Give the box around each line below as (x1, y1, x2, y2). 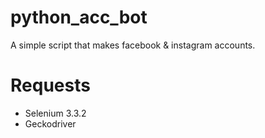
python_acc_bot (10, 6, 148, 29)
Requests (10, 74, 91, 97)
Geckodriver (24, 117, 77, 130)
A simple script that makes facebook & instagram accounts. (10, 39, 256, 51)
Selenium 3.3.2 (24, 107, 87, 119)
